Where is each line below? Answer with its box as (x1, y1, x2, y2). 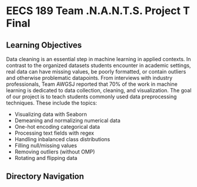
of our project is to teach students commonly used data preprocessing (6, 93, 177, 100)
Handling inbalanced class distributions (14, 136, 111, 142)
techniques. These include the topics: (6, 99, 98, 106)
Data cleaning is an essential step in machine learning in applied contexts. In (6, 56, 191, 62)
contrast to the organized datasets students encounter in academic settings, (6, 62, 191, 69)
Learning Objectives (6, 40, 82, 50)
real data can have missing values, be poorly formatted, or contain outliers (6, 68, 186, 75)
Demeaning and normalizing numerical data (14, 117, 121, 124)
